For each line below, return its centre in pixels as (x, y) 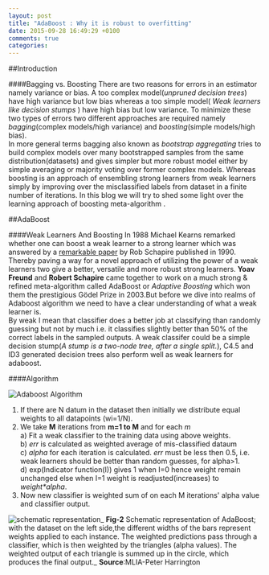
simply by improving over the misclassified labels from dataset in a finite (128, 187)
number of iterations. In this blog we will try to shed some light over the (126, 195)
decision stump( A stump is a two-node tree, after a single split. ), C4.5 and (131, 346)
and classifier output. (55, 504)
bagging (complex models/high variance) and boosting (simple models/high (132, 127)
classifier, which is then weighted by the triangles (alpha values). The (123, 545)
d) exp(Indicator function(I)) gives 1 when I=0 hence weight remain (130, 470)
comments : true (34, 38)
